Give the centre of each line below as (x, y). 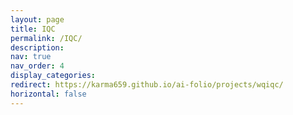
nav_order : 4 (37, 66)
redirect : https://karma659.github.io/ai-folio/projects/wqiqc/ (147, 85)
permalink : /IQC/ (46, 38)
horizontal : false (48, 94)
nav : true (31, 57)
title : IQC (33, 29)
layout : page (37, 19)
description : (37, 47)
